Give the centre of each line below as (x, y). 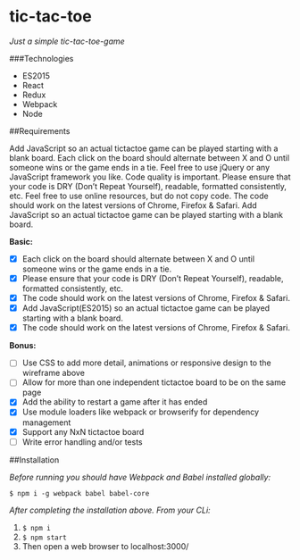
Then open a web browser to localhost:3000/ (105, 546)
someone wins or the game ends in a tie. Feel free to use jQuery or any (140, 167)
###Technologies (42, 58)
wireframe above (53, 373)
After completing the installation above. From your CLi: (110, 510)
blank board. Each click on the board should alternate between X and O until (150, 157)
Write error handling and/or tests (82, 442)
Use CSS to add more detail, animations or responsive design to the (146, 363)
